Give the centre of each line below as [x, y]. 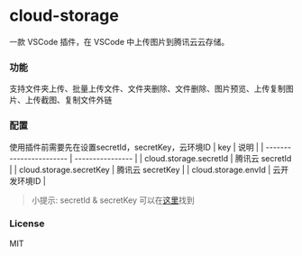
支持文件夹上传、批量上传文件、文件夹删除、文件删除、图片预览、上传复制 [147, 89]
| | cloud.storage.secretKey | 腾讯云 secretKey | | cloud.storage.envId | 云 [145, 169]
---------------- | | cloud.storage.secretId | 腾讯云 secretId [183, 158]
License [27, 224]
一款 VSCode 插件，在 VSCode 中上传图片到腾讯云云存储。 [119, 41]
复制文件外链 [88, 100]
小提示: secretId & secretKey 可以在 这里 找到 [113, 200]
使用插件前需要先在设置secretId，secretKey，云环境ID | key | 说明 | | [137, 147]
